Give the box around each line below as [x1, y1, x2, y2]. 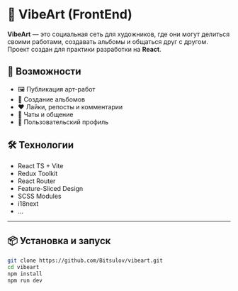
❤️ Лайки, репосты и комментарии [17, 102, 123, 111]
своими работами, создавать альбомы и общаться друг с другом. [7, 37, 209, 45]
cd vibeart [7, 264, 40, 271]
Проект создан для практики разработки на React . [7, 45, 161, 53]
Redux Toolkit [17, 169, 58, 177]
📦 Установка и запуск [7, 234, 111, 247]
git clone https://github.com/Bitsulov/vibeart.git [7, 257, 163, 265]
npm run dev [7, 277, 42, 284]
